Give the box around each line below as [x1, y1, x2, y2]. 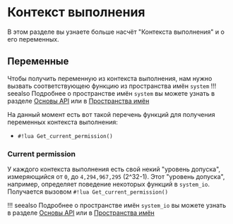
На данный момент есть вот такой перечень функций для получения [7, 110, 215, 118]
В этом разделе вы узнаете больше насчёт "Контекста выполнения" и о [7, 27, 225, 36]
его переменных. [7, 35, 59, 43]
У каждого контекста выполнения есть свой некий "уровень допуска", [7, 165, 221, 173]
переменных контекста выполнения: [7, 118, 118, 126]
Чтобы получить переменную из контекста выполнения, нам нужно [7, 74, 213, 82]
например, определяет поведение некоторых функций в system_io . [7, 180, 210, 189]
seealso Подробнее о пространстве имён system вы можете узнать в [7, 89, 215, 97]
